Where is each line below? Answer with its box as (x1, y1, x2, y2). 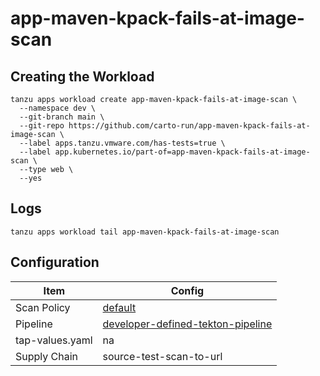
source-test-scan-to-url (102, 349, 223, 363)
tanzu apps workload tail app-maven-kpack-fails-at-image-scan (10, 227, 280, 237)
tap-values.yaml (15, 333, 93, 347)
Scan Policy (15, 300, 71, 314)
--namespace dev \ (19, 103, 97, 113)
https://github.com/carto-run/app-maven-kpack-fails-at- (68, 121, 311, 131)
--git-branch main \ (19, 112, 105, 122)
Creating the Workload (10, 68, 155, 85)
